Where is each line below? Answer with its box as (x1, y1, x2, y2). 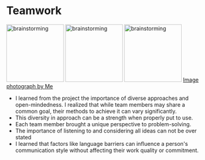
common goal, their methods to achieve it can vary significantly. (15, 107, 177, 115)
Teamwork (6, 4, 62, 18)
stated (15, 133, 32, 141)
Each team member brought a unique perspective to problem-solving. (15, 120, 192, 128)
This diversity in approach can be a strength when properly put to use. (15, 114, 193, 121)
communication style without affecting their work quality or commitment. (15, 147, 199, 154)
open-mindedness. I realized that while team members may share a (15, 101, 185, 108)
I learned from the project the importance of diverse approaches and (15, 94, 189, 102)
